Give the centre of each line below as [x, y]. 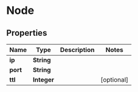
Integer [43, 80]
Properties [27, 33]
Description [77, 50]
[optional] [114, 80]
